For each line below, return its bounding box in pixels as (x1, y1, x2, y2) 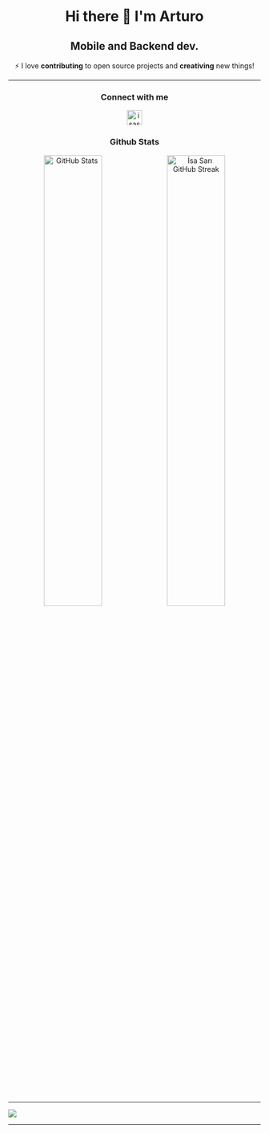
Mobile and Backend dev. (70, 39, 199, 53)
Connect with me (100, 92, 169, 103)
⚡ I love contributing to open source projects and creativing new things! (14, 61, 255, 71)
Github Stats (109, 137, 160, 148)
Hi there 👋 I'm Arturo (65, 7, 204, 26)
